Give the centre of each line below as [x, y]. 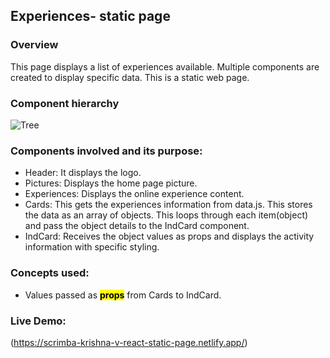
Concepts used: [50, 273]
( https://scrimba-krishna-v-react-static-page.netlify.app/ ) [129, 342]
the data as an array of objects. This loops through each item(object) [166, 215]
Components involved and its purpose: [106, 151]
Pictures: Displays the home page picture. [111, 183]
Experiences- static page [90, 16]
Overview [34, 45]
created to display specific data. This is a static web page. [130, 77]
